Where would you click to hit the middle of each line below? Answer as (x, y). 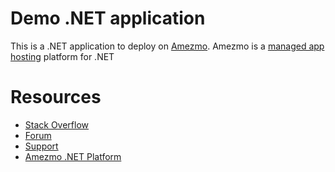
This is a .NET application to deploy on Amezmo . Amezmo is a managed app (167, 46)
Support (41, 146)
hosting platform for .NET (62, 56)
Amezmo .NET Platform (73, 156)
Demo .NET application (108, 18)
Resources (56, 97)
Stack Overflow (57, 124)
